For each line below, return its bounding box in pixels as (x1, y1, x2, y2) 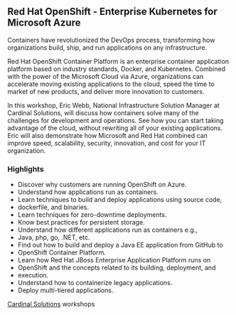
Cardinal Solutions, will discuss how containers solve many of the (7, 108, 199, 117)
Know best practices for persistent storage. (17, 218, 145, 227)
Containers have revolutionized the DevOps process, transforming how (7, 36, 215, 44)
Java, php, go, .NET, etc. (17, 233, 90, 242)
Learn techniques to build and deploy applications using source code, (17, 196, 222, 204)
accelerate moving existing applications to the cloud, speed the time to (7, 80, 215, 88)
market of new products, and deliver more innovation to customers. (7, 87, 205, 95)
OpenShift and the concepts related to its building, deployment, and (17, 263, 216, 272)
